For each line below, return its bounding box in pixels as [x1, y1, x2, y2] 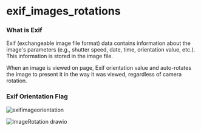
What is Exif [6, 26, 43, 35]
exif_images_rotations [6, 4, 121, 18]
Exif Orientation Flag [6, 92, 68, 101]
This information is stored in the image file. [6, 53, 114, 60]
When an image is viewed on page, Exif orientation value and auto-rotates [6, 64, 192, 72]
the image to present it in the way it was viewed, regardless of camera [6, 71, 182, 78]
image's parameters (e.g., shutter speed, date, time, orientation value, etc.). [6, 46, 196, 53]
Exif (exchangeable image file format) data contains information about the [6, 39, 191, 47]
